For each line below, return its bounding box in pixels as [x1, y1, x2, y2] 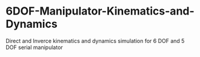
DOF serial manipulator [5, 44, 63, 51]
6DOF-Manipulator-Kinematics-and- [5, 4, 195, 18]
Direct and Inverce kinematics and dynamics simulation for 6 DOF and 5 [5, 37, 185, 44]
